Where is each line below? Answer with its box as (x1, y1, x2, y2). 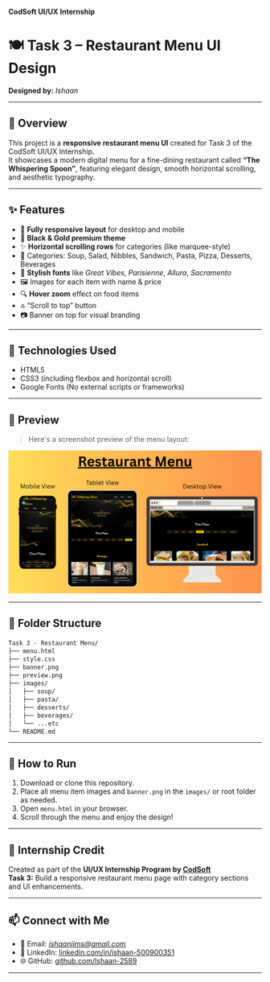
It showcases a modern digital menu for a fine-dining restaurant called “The (8, 155, 260, 164)
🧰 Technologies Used (8, 344, 117, 357)
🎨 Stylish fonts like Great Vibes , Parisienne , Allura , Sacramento (19, 267, 231, 277)
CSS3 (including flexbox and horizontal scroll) (19, 373, 172, 383)
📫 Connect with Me (8, 914, 110, 927)
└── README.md (8, 728, 56, 736)
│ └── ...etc (8, 720, 59, 728)
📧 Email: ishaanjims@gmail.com (19, 939, 126, 948)
